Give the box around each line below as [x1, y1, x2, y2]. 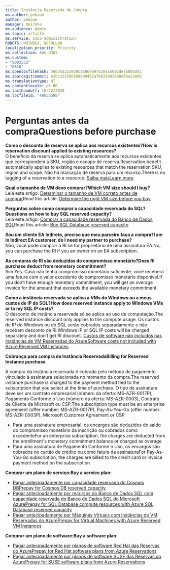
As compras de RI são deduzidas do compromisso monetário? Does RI [5, 258, 155, 264]
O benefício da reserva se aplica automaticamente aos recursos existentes [5, 153, 161, 160]
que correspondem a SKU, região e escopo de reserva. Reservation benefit [5, 159, 161, 165]
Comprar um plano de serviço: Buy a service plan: [5, 470, 112, 476]
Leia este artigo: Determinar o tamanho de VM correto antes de [5, 190, 138, 196]
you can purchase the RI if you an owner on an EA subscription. [5, 248, 138, 254]
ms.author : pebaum [5, 12, 44, 17]
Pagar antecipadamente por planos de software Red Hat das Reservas [12, 542, 160, 549]
